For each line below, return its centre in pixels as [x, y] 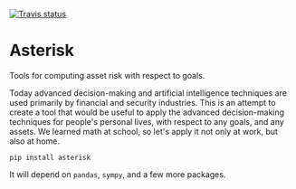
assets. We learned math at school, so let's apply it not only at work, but [144, 131]
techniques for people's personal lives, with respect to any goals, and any [147, 121]
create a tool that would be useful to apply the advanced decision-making [147, 112]
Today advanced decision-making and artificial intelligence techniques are [148, 93]
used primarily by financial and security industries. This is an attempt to [143, 102]
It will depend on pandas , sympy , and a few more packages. [118, 174]
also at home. [35, 141]
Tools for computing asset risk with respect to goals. [107, 75]
